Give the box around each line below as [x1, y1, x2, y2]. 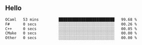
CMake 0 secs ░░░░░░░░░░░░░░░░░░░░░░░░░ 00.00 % [5, 31, 137, 36]
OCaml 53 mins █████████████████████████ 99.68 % [5, 17, 137, 22]
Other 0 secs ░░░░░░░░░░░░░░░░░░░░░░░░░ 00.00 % [5, 36, 137, 41]
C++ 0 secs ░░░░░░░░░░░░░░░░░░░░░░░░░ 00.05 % [5, 26, 137, 31]
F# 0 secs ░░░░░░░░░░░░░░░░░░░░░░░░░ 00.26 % [5, 22, 137, 27]
